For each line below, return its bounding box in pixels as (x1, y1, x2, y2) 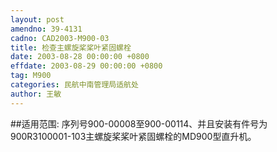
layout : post (10, 14, 65, 25)
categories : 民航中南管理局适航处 (10, 80, 139, 90)
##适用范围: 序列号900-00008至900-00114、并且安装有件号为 (10, 117, 268, 130)
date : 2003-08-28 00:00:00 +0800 (10, 52, 150, 62)
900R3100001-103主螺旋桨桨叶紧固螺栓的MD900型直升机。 (10, 130, 257, 142)
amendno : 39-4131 (10, 24, 83, 34)
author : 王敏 (10, 89, 62, 99)
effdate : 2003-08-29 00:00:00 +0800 (10, 61, 163, 71)
